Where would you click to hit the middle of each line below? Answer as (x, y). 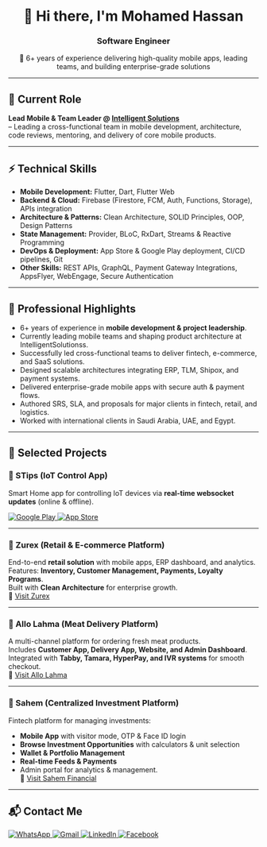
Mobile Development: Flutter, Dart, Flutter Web (97, 192)
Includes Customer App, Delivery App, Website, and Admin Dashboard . (128, 650)
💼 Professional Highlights (72, 309)
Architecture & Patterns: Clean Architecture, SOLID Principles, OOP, (132, 217)
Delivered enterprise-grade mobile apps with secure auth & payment (132, 387)
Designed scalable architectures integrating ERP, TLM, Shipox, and (129, 369)
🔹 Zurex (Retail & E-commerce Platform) (87, 545)
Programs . (26, 578)
